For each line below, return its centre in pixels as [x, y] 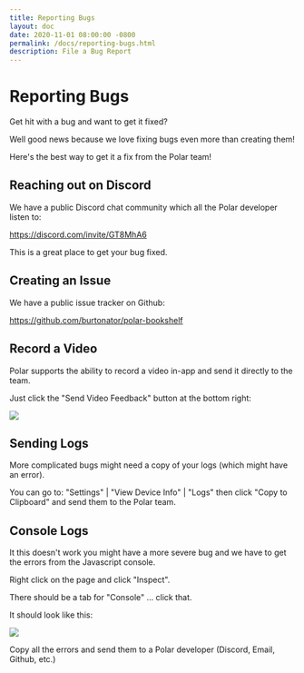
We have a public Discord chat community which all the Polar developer [144, 207]
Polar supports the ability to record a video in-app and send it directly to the [151, 371]
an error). [27, 475]
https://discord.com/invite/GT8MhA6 [78, 234]
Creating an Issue [60, 281]
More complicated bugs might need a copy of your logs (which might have [149, 465]
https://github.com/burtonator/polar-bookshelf [96, 320]
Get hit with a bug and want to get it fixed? [88, 122]
